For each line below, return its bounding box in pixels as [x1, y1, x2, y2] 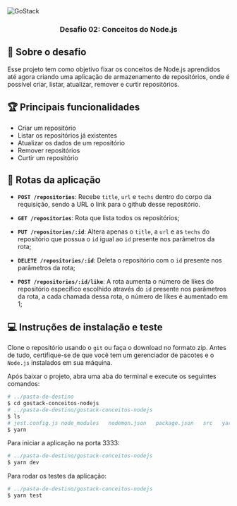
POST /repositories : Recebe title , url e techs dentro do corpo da [17, 193, 212, 201]
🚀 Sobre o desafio [7, 46, 87, 59]
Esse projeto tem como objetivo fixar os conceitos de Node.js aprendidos [7, 65, 221, 73]
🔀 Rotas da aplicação [7, 174, 101, 186]
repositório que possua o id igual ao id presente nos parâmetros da [17, 235, 215, 243]
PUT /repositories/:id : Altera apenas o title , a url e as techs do [17, 227, 210, 236]
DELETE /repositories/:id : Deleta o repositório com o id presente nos [17, 256, 222, 265]
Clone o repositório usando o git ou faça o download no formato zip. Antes [7, 344, 227, 352]
